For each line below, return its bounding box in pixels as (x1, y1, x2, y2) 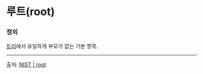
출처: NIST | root (6, 61, 47, 69)
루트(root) (6, 5, 55, 19)
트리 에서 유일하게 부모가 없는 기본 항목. (6, 43, 98, 50)
